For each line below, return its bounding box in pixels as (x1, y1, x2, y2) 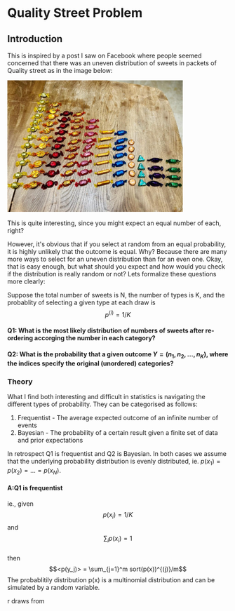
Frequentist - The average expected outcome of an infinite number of (17, 413, 219, 422)
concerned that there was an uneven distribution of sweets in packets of (7, 59, 217, 67)
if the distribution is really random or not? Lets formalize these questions (7, 270, 217, 278)
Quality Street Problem (7, 5, 143, 21)
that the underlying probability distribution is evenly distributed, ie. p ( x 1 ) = (7, 457, 221, 467)
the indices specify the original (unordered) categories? (7, 359, 174, 368)
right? (7, 227, 25, 234)
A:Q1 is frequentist (7, 484, 63, 492)
